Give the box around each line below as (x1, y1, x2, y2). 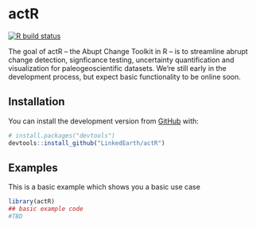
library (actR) (8, 198, 56, 205)
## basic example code (8, 205, 83, 213)
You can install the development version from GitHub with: (8, 116, 199, 126)
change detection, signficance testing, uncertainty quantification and (8, 55, 235, 65)
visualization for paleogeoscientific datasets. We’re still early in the (8, 63, 227, 72)
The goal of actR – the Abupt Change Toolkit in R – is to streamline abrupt (8, 46, 248, 56)
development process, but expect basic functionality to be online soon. (8, 72, 241, 81)
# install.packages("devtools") (8, 131, 115, 139)
